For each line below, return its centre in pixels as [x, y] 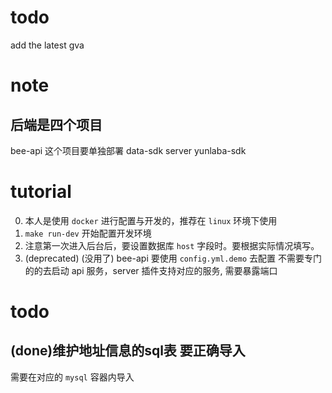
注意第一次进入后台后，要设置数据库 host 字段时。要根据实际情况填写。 [172, 245]
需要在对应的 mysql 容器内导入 [72, 377]
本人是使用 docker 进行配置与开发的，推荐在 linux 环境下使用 [151, 220]
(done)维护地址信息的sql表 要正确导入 [128, 351]
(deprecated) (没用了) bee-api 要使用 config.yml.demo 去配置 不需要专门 [173, 258]
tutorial [41, 192]
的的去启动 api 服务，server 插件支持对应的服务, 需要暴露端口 [151, 270]
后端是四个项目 [56, 124]
